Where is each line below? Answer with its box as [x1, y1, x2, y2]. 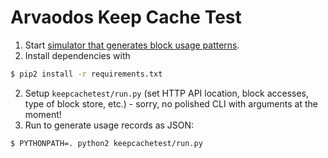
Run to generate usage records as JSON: [24, 119, 195, 131]
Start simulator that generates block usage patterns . [24, 39, 240, 51]
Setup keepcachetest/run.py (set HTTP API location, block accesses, [24, 87, 310, 99]
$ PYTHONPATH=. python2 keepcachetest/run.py [10, 138, 203, 148]
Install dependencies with [24, 49, 131, 61]
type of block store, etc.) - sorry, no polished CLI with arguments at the [24, 97, 318, 110]
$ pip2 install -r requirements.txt [10, 69, 163, 79]
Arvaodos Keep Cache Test [10, 6, 242, 29]
